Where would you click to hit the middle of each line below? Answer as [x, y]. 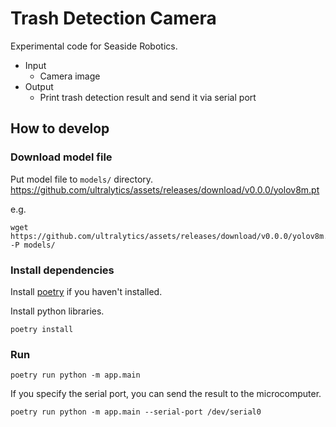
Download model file [61, 157]
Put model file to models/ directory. [82, 179]
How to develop [60, 128]
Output [39, 86]
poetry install [42, 329]
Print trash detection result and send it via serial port [148, 97]
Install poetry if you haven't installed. [86, 291]
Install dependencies [62, 270]
